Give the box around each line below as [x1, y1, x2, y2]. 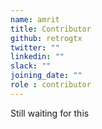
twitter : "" [10, 42, 60, 53]
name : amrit [10, 14, 60, 25]
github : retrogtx [10, 33, 83, 43]
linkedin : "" [10, 52, 65, 62]
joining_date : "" [10, 71, 83, 81]
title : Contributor [10, 24, 92, 34]
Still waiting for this [10, 107, 90, 119]
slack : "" [10, 61, 52, 71]
